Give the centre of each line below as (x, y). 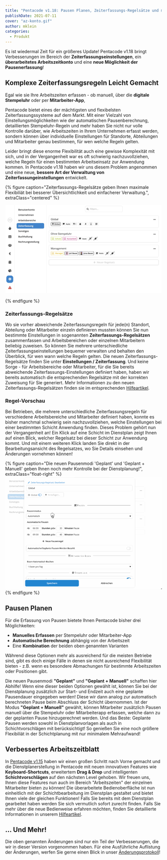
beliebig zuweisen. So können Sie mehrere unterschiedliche (66, 346)
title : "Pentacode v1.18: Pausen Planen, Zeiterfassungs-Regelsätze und (82, 10)
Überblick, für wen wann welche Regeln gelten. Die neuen (65, 356)
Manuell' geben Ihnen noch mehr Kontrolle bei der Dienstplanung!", (74, 469)
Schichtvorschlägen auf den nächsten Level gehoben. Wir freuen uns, (78, 777)
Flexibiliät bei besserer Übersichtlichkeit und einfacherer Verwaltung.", (77, 192)
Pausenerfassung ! (25, 67)
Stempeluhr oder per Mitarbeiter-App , (45, 100)
